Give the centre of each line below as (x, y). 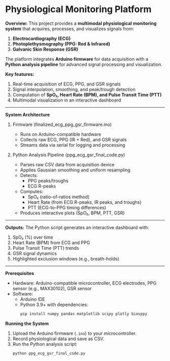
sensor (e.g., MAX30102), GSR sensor (52, 288)
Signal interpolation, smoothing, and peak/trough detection (74, 89)
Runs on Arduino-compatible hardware (60, 134)
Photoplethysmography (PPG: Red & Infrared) (61, 43)
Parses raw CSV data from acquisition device (67, 164)
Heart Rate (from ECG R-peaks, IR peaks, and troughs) (84, 202)
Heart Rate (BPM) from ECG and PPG (51, 242)
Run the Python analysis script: (45, 344)
